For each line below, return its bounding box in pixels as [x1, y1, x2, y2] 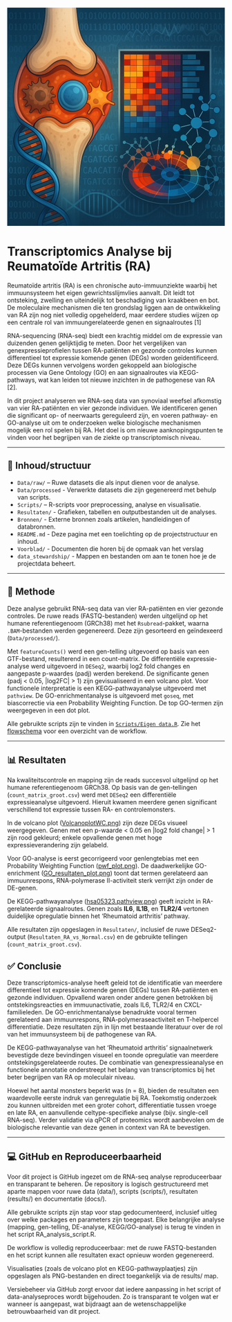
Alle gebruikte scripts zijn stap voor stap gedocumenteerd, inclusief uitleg [7, 1208, 217, 1216]
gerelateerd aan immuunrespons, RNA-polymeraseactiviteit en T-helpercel [7, 1016, 219, 1024]
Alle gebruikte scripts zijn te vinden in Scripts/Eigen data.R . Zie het [7, 719, 201, 728]
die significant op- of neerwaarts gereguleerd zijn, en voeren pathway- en [7, 411, 218, 419]
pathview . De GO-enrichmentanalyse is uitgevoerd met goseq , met [7, 691, 194, 700]
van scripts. [17, 493, 51, 501]
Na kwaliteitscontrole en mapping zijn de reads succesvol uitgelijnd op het [7, 776, 219, 784]
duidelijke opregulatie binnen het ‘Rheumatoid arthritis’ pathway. [7, 912, 190, 920]
